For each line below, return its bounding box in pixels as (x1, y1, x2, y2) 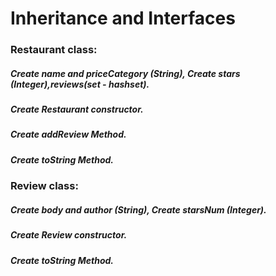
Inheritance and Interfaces (10, 7, 236, 30)
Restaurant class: (10, 43, 98, 57)
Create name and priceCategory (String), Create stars (10, 67, 241, 79)
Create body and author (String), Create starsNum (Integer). (10, 203, 267, 216)
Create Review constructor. (10, 229, 128, 241)
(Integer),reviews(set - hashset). (10, 78, 150, 90)
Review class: (10, 179, 79, 193)
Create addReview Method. (10, 128, 127, 141)
